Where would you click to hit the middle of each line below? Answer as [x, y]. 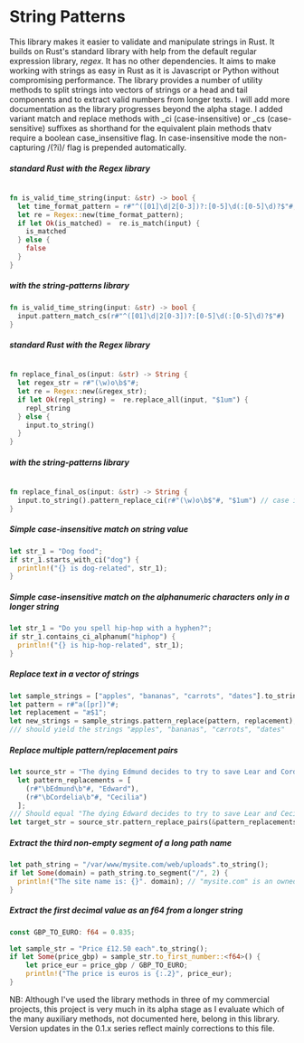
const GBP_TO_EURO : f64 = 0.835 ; [72, 932]
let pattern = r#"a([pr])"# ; [64, 704]
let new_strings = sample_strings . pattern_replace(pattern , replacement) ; [153, 721]
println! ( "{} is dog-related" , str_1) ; [93, 568]
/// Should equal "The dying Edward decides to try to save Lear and [143, 814]
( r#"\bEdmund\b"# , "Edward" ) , [83, 789]
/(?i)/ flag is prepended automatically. [117, 147]
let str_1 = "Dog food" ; [56, 551]
